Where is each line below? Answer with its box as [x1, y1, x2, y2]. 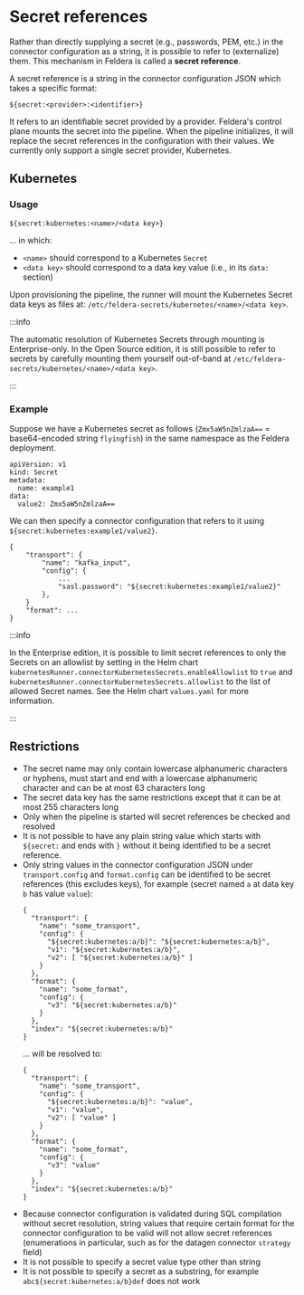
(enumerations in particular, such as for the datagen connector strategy [22, 1237, 291, 1248]
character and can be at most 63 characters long [22, 782, 205, 793]
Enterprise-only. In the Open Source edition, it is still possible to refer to [9, 343, 276, 354]
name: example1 [17, 483, 75, 492]
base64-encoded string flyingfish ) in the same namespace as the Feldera [9, 433, 290, 443]
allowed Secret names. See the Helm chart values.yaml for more [9, 685, 249, 696]
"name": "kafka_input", [42, 558, 131, 567]
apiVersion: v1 [9, 460, 67, 469]
